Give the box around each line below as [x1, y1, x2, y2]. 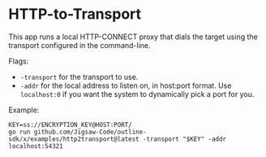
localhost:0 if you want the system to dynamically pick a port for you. [19, 89, 255, 98]
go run [8, 128, 31, 136]
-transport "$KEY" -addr [142, 135, 227, 143]
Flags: [8, 56, 29, 66]
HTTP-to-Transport [8, 5, 142, 24]
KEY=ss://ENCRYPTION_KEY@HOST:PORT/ [8, 120, 132, 129]
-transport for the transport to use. [19, 72, 139, 81]
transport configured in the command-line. [8, 40, 152, 50]
